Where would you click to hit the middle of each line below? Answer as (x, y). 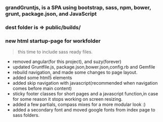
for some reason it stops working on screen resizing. (68, 99)
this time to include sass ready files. (55, 52)
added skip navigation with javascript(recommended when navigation (85, 83)
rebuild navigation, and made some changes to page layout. (75, 73)
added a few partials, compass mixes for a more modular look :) (79, 104)
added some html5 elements (42, 78)
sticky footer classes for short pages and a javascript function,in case (85, 94)
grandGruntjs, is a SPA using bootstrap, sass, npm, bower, (78, 8)
